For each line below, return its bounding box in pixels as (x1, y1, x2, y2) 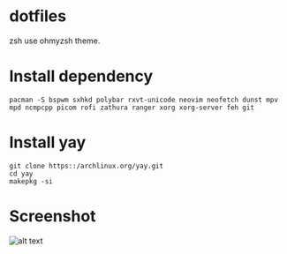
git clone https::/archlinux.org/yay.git (9, 161, 164, 170)
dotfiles (9, 6, 67, 26)
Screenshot (9, 206, 96, 226)
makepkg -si (9, 176, 53, 186)
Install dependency (9, 66, 154, 86)
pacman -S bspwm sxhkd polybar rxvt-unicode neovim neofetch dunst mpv (9, 95, 278, 104)
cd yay (9, 169, 34, 178)
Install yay (9, 132, 87, 153)
